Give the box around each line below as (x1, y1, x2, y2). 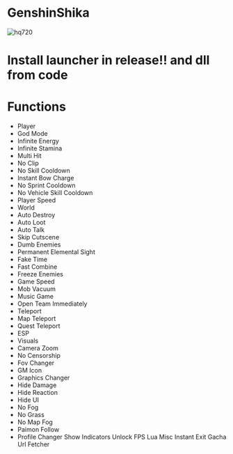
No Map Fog (17, 418, 54, 426)
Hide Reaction (17, 389, 58, 397)
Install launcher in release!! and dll (7, 52, 210, 68)
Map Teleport (17, 315, 56, 323)
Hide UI (17, 396, 40, 405)
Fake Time (17, 256, 47, 264)
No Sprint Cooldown (17, 181, 76, 189)
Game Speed (17, 277, 55, 286)
